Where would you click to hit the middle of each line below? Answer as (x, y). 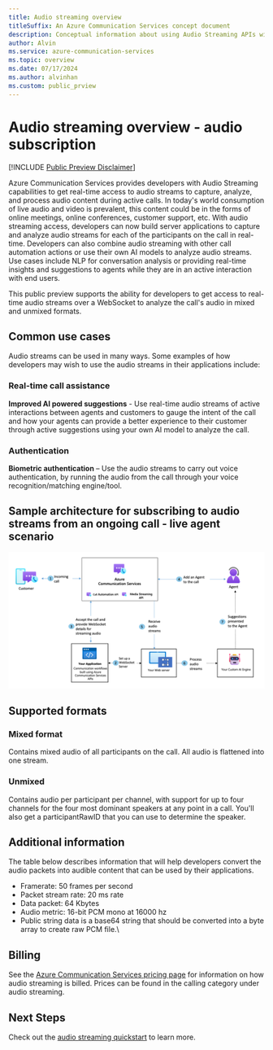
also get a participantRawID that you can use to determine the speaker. (127, 816)
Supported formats (58, 711)
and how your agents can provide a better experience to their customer (128, 421)
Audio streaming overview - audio (126, 127)
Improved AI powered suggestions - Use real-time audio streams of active (134, 404)
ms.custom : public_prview (52, 85)
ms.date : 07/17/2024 (43, 69)
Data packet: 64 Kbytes (60, 903)
